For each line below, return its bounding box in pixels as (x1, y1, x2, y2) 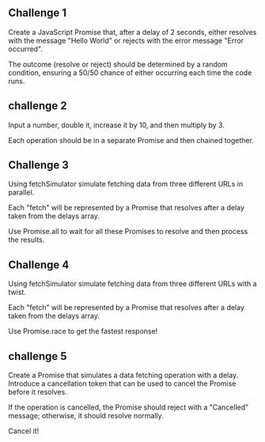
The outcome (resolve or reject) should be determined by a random (8, 59, 228, 69)
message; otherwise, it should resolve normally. (8, 411, 164, 421)
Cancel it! (8, 426, 40, 436)
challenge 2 (8, 99, 67, 113)
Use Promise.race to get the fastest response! (8, 327, 158, 336)
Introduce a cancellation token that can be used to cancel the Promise (8, 379, 237, 388)
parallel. (8, 187, 35, 197)
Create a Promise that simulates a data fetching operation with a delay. (8, 371, 239, 380)
